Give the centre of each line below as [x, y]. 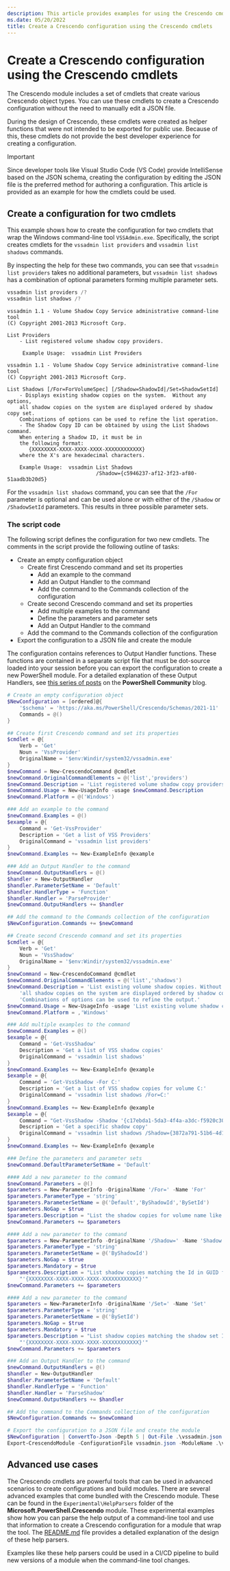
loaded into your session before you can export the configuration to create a [115, 668]
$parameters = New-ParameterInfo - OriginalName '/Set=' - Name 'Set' [107, 1304]
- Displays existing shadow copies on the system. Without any [113, 395]
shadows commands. [35, 252]
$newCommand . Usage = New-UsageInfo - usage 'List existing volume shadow [113, 1006]
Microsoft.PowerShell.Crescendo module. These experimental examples [111, 1510]
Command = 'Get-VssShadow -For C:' [70, 1082]
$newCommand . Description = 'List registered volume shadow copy [101, 784]
